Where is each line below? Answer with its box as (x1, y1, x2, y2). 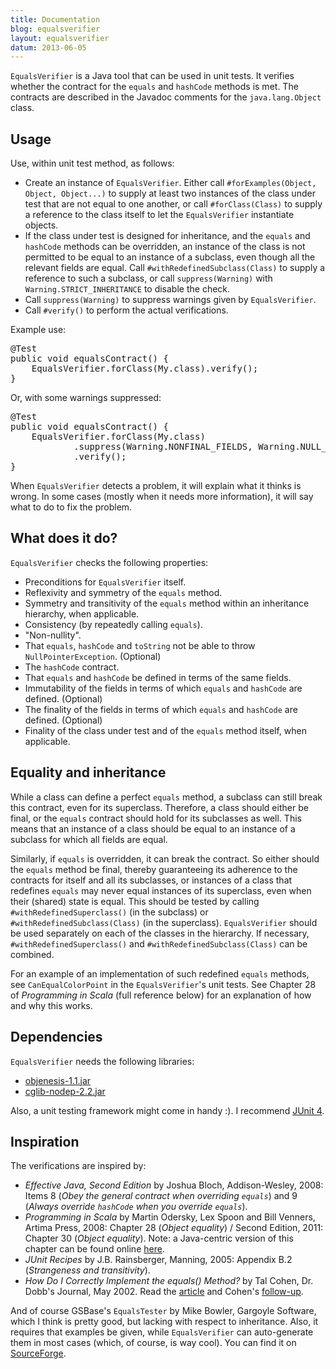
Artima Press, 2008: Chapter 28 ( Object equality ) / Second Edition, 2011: (24, 1222, 324, 1234)
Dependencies (10, 1029, 103, 1046)
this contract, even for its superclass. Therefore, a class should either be (10, 801, 309, 813)
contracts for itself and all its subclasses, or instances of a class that (10, 874, 293, 886)
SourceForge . (10, 1347, 67, 1360)
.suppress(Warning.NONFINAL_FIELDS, (73, 441, 253, 453)
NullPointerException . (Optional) (24, 650, 162, 662)
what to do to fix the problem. (10, 501, 133, 513)
